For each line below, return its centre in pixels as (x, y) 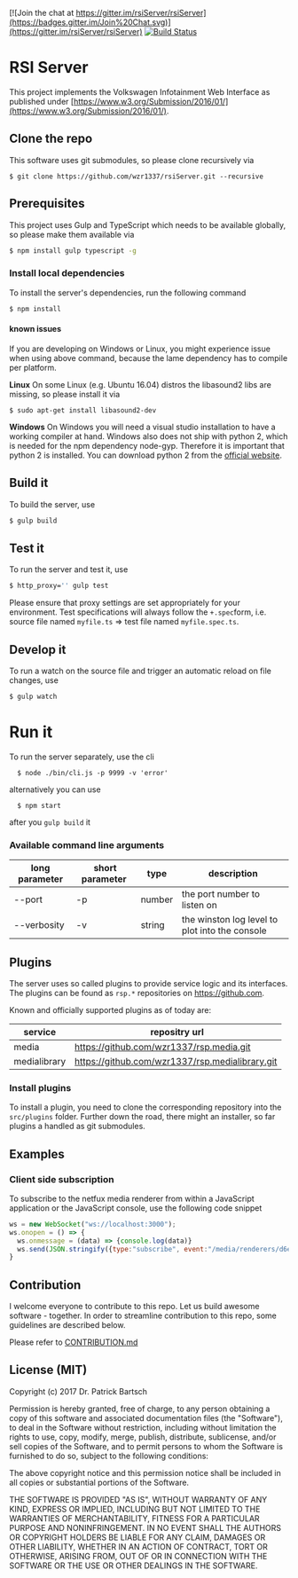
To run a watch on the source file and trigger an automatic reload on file (141, 671)
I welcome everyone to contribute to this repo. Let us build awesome (134, 1307)
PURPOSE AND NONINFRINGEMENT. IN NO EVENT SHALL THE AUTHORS (145, 1527)
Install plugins (40, 1087)
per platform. (33, 367)
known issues (35, 329)
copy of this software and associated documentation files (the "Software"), (146, 1417)
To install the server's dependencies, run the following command (128, 293)
